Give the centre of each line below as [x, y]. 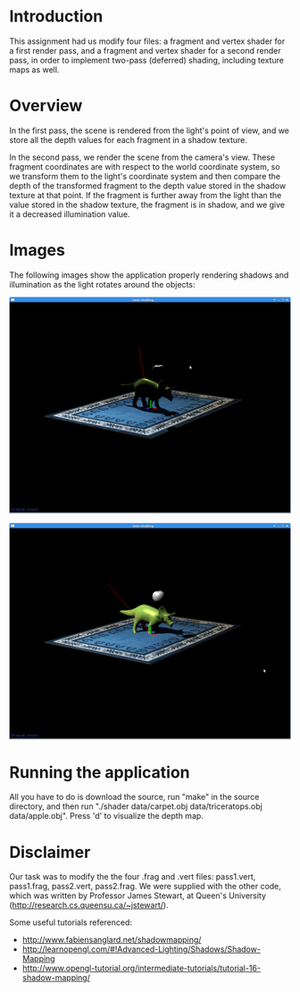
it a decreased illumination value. [70, 214]
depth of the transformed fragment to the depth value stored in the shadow [148, 186]
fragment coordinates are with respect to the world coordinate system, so [145, 166]
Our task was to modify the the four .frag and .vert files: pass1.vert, [133, 877]
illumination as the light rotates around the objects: [102, 284]
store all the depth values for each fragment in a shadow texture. [129, 139]
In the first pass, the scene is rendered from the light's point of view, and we [150, 130]
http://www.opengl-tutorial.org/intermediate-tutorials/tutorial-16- [142, 968]
